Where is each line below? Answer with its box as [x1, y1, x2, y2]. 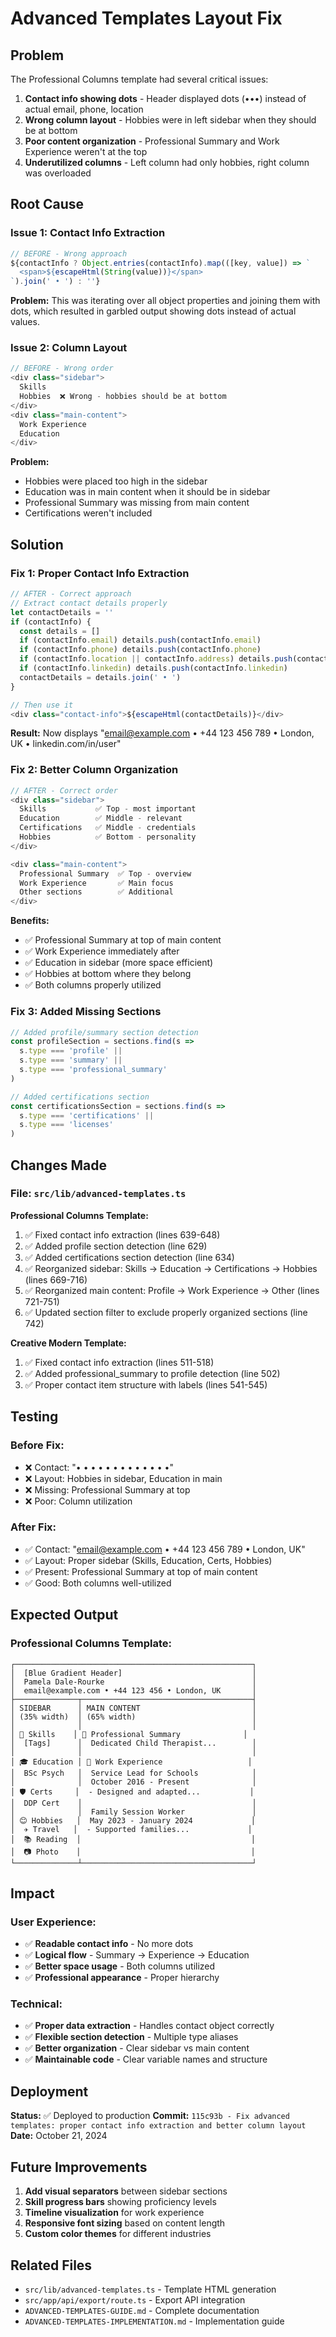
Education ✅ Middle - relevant [19, 813, 183, 824]
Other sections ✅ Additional [19, 887, 174, 897]
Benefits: [10, 915, 50, 927]
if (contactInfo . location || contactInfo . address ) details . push [19, 654, 293, 664]
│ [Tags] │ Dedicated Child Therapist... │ [10, 1738, 257, 1748]
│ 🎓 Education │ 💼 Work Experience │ [10, 1757, 253, 1767]
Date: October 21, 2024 [10, 2130, 108, 2142]
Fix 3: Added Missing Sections [10, 1005, 162, 1019]
